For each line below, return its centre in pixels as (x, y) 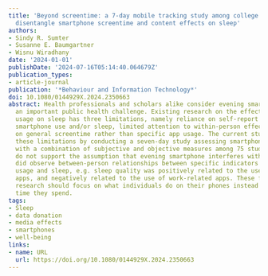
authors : (23, 30)
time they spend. (44, 193)
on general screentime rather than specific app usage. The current (132, 134)
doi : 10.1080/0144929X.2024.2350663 (69, 97)
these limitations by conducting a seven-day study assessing (121, 141)
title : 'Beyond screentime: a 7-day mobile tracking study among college (134, 16)
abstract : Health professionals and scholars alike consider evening (126, 104)
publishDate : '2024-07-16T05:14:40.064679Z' (83, 68)
